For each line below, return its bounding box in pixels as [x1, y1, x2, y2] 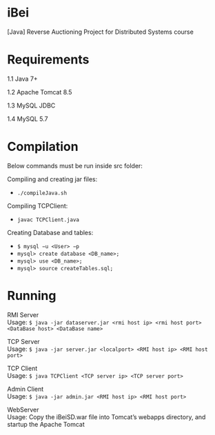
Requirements [7, 52, 90, 68]
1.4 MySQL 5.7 [7, 114, 48, 123]
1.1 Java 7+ [7, 74, 38, 83]
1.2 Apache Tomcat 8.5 [7, 88, 72, 96]
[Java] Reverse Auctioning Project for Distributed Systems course [7, 28, 194, 36]
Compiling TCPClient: [7, 201, 68, 210]
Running [7, 288, 57, 303]
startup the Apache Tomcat [7, 420, 85, 428]
